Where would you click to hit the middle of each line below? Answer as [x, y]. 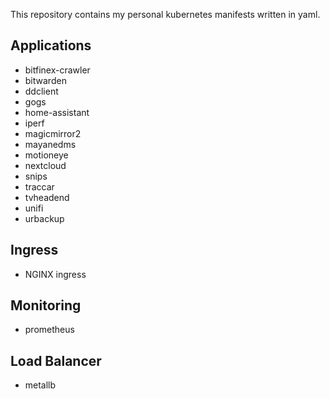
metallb [40, 385]
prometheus [49, 330]
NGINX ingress [55, 274]
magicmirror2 [53, 133]
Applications [51, 45]
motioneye [46, 155]
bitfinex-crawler [57, 70]
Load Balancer [56, 360]
